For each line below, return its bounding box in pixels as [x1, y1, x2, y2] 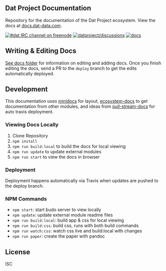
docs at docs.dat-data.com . [5, 22, 62, 28]
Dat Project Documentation [5, 4, 91, 12]
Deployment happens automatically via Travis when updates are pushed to [5, 178, 159, 184]
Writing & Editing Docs [5, 47, 76, 55]
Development [5, 85, 48, 94]
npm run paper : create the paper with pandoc [12, 233, 105, 239]
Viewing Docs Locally [5, 121, 59, 128]
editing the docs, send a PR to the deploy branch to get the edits [5, 65, 137, 71]
